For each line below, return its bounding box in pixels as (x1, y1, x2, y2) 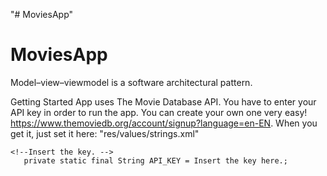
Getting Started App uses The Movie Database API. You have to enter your (10, 95, 317, 108)
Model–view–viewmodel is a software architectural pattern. (10, 76, 253, 88)
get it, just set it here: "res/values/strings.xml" (10, 127, 200, 139)
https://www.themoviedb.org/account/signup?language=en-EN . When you (10, 117, 318, 129)
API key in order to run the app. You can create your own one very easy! (10, 106, 308, 118)
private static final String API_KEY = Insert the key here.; (23, 155, 288, 166)
